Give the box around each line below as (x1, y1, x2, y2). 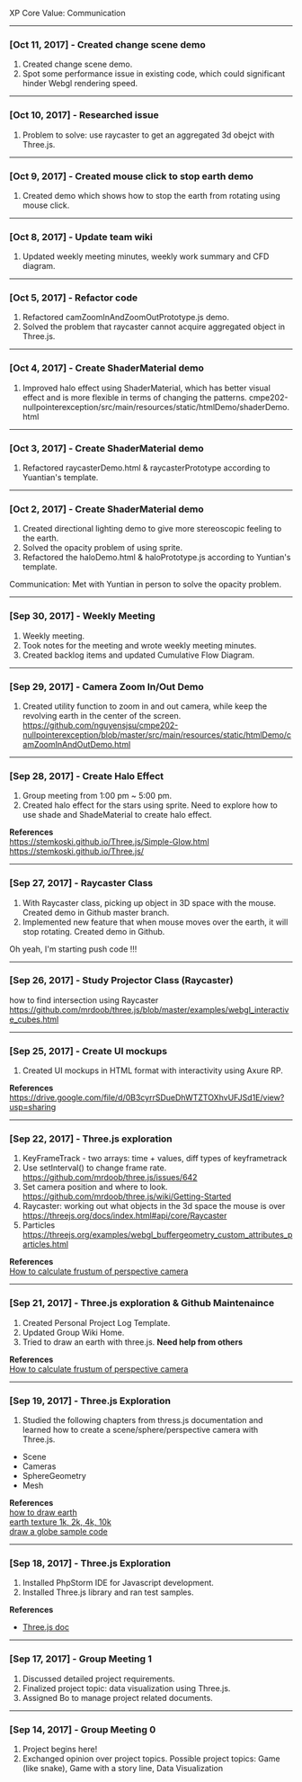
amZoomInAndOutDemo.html (22, 739, 131, 749)
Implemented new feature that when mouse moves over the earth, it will (22, 917, 289, 927)
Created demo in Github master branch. (22, 907, 170, 918)
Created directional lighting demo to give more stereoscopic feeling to (22, 524, 282, 534)
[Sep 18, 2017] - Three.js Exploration (9, 1556, 172, 1569)
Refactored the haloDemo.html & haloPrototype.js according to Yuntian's (22, 552, 291, 563)
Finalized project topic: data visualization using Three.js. (22, 1682, 231, 1694)
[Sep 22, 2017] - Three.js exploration (9, 1133, 173, 1145)
